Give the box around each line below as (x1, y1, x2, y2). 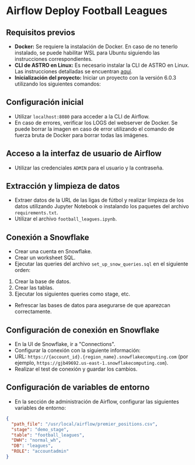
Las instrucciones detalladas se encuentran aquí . (14, 68, 133, 74)
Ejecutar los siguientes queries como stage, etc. (14, 290, 130, 297)
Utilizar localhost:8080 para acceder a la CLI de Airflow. (14, 113, 150, 120)
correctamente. (14, 308, 52, 315)
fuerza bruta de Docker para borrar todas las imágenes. (14, 131, 149, 138)
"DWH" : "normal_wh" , (11, 437, 61, 443)
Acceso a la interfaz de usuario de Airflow (6, 148, 162, 159)
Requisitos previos (6, 28, 75, 38)
